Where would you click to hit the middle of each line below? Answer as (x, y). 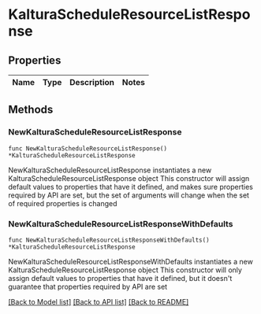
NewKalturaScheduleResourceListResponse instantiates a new (110, 170)
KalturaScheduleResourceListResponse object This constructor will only (125, 270)
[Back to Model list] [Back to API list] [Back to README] (99, 301)
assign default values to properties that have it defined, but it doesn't (120, 278)
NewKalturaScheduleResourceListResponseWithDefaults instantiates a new (131, 261)
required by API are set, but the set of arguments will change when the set (129, 195)
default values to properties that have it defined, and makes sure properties (131, 187)
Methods (31, 110)
